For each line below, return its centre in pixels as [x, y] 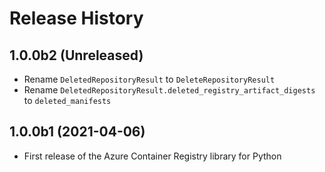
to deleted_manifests [67, 100]
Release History [76, 18]
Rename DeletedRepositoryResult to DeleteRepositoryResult [149, 79]
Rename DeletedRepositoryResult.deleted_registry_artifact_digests [169, 90]
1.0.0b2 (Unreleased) [76, 55]
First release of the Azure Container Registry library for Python [152, 156]
